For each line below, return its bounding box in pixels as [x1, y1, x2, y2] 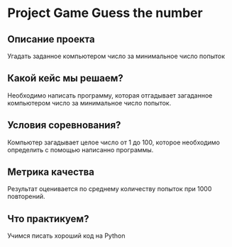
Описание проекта [7, 33, 95, 45]
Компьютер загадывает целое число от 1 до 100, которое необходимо [7, 138, 220, 147]
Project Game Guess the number [7, 5, 204, 21]
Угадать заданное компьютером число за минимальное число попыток [7, 52, 226, 60]
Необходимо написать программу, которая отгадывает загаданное [7, 91, 213, 100]
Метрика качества [7, 166, 94, 178]
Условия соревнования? [7, 119, 121, 132]
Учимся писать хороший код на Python [7, 231, 126, 240]
